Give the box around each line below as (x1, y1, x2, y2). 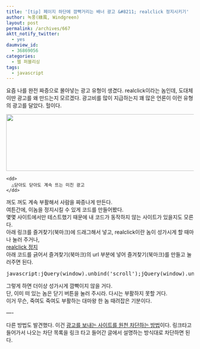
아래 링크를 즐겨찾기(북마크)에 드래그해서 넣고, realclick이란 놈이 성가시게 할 (6, 228, 183, 236)
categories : (6, 53, 36, 59)
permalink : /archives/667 (6, 25, 70, 32)
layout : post (6, 20, 39, 26)
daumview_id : (6, 42, 39, 48)
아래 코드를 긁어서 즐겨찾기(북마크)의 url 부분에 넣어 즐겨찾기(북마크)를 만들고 (6, 251, 186, 258)
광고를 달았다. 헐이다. (12, 102, 62, 109)
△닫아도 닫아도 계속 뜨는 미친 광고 (11, 182, 85, 188)
